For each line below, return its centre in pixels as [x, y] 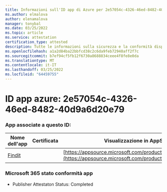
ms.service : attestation [31, 38]
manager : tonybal [23, 24]
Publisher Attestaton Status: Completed [53, 184]
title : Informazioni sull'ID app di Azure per [54, 10]
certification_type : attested [37, 42]
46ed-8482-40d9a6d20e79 [65, 109]
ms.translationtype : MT [30, 61]
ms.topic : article [24, 33]
